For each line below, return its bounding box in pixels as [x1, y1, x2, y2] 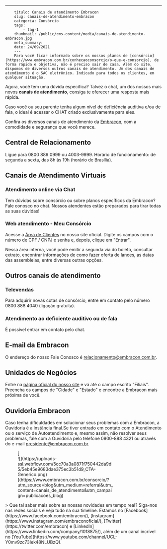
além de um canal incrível [103, 529, 156, 535]
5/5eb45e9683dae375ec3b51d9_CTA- [17, 466, 96, 472]
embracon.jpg [5, 36, 32, 41]
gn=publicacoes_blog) [17, 492, 64, 499]
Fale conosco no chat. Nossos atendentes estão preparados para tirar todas [5, 203, 162, 208]
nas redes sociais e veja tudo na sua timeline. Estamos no [5, 507, 123, 514]
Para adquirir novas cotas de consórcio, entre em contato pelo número [5, 297, 150, 303]
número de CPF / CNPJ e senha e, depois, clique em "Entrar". [5, 237, 131, 243]
